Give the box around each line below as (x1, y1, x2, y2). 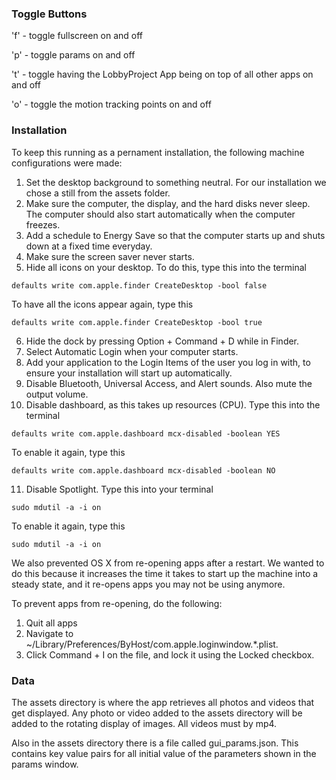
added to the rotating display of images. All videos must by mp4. (11, 717, 278, 729)
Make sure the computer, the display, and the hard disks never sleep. (25, 197, 311, 209)
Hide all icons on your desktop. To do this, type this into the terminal (25, 261, 307, 273)
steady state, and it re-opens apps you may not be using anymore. (11, 578, 286, 590)
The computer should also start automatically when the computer (25, 208, 296, 220)
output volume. (25, 388, 89, 400)
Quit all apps (25, 617, 78, 629)
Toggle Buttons (11, 7, 88, 21)
